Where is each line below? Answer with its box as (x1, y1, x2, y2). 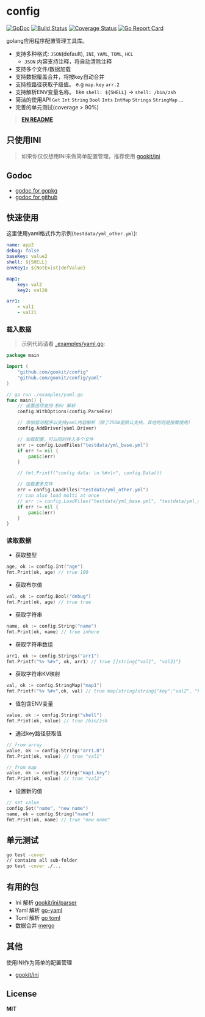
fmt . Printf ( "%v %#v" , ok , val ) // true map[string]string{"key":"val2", (6, 688, 192, 694)
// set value (6, 799, 40, 806)
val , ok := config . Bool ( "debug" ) (6, 593, 92, 600)
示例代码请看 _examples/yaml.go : (21, 340, 106, 348)
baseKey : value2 (6, 254, 48, 260)
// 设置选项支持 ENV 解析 (17, 403, 76, 409)
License (6, 989, 37, 999)
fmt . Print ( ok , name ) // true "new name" (6, 817, 111, 823)
